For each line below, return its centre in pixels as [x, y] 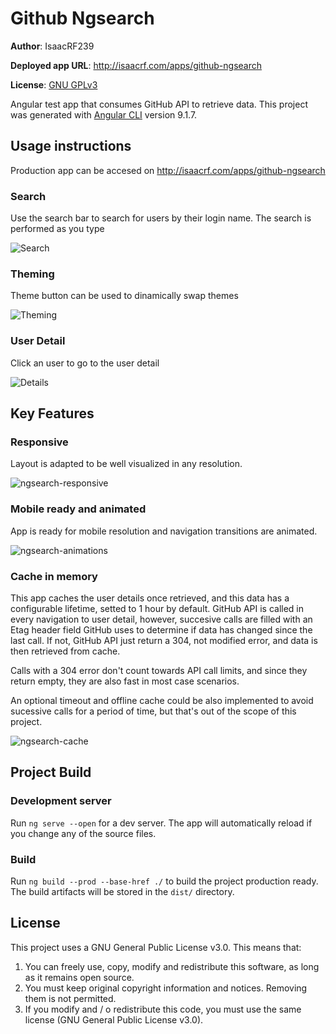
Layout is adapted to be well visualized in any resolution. [126, 464]
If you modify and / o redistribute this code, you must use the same [163, 1009]
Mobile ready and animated [78, 509]
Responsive [39, 442]
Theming [32, 274]
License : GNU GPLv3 [54, 84]
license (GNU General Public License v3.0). [114, 1019]
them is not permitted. [70, 998]
